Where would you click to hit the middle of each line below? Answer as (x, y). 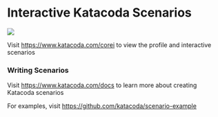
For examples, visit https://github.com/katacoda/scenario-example (102, 106)
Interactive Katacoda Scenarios (99, 13)
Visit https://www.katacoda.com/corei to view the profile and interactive (109, 45)
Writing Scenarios (38, 70)
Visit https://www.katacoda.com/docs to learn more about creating (102, 85)
